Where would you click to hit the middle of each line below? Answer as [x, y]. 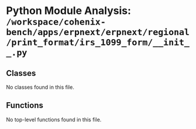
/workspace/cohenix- [56, 22]
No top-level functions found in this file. [54, 119]
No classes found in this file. [40, 87]
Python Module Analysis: [69, 11]
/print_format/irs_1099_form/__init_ [98, 42]
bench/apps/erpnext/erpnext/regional [98, 32]
